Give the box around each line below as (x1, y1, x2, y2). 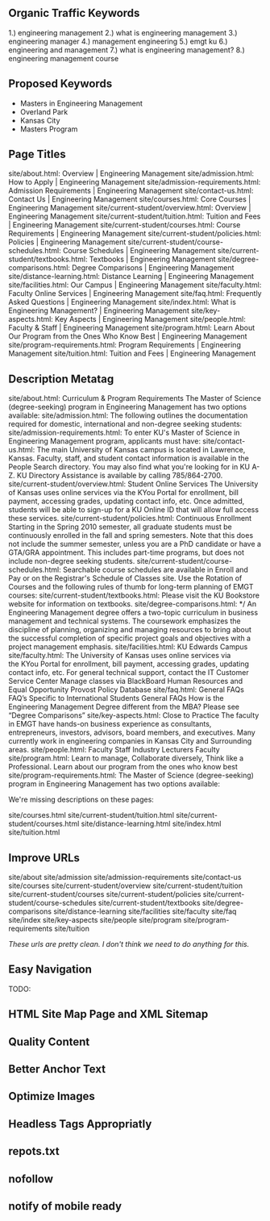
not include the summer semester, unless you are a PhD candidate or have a (8, 540, 262, 549)
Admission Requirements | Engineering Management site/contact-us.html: (8, 185, 254, 196)
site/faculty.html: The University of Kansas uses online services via (8, 651, 231, 661)
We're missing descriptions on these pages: (8, 794, 155, 805)
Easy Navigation (8, 963, 93, 977)
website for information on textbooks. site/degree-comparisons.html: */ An (8, 599, 256, 609)
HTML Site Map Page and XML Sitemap (8, 1007, 209, 1021)
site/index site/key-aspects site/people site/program (8, 915, 182, 925)
